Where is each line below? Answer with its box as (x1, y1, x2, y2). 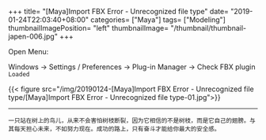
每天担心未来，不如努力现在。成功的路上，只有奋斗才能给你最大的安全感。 (13, 125, 221, 133)
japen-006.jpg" (8, 31, 58, 41)
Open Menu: (8, 47, 49, 56)
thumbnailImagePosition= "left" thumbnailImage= (8, 24, 169, 32)
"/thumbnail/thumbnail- (169, 24, 247, 32)
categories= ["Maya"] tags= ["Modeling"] (90, 15, 226, 24)
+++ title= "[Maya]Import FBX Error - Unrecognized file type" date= (8, 7, 230, 16)
